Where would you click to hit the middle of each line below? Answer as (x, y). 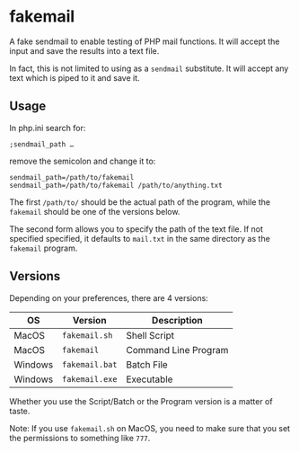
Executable (149, 379)
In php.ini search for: (48, 128)
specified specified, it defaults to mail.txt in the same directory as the (140, 238)
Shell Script (150, 335)
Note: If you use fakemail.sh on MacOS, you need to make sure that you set (149, 428)
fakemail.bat (89, 364)
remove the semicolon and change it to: (83, 161)
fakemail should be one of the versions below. (95, 211)
